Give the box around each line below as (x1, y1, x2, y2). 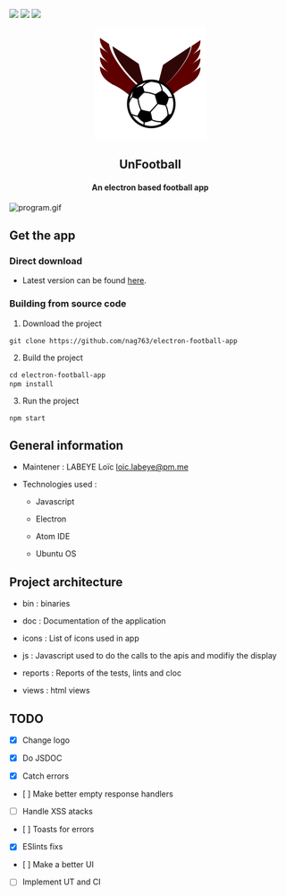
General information (9, 437, 123, 452)
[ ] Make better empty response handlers (21, 788, 174, 799)
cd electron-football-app (9, 370, 105, 380)
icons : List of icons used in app (21, 633, 140, 644)
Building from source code (9, 297, 127, 310)
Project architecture (9, 574, 123, 590)
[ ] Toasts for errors (21, 824, 95, 835)
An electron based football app (91, 182, 209, 193)
